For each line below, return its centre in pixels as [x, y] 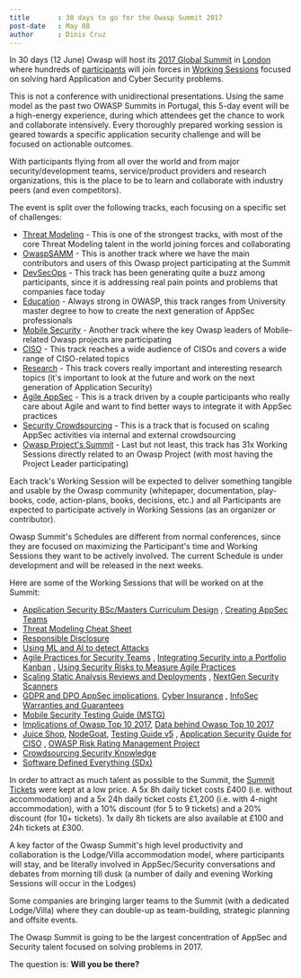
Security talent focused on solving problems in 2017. [106, 947]
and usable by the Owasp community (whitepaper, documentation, [133, 491]
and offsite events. [44, 920]
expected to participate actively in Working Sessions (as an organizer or [142, 510]
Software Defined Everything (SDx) [87, 763]
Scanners [40, 686]
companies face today [64, 292]
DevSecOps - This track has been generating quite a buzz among [144, 273]
